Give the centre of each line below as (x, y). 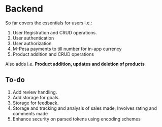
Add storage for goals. (36, 97)
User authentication (33, 38)
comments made (30, 113)
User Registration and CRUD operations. (55, 32)
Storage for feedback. (36, 103)
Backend (24, 9)
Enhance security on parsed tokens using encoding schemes (76, 119)
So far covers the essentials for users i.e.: (49, 23)
